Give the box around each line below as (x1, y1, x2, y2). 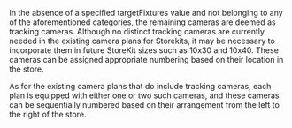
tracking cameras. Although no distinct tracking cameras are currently (9, 26, 265, 36)
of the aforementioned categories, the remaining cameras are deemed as (9, 17, 276, 27)
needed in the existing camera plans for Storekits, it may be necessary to (9, 35, 276, 46)
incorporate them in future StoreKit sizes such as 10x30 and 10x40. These (9, 45, 279, 56)
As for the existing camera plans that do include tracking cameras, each (9, 81, 272, 91)
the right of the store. (9, 109, 87, 119)
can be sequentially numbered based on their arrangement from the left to (9, 100, 280, 109)
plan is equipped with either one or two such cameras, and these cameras (9, 90, 280, 101)
